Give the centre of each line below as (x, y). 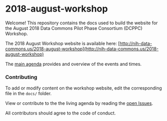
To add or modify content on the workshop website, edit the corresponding (83, 88)
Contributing (21, 77)
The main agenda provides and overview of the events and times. (73, 64)
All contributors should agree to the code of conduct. (61, 113)
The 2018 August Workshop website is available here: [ (62, 43)
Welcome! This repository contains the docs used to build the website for (81, 23)
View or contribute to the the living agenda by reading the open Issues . (79, 103)
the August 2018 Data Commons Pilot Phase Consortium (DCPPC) (74, 28)
